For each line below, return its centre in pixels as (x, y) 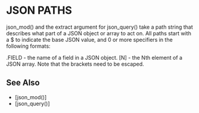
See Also (23, 83)
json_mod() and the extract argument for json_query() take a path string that (99, 27)
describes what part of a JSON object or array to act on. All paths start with (99, 33)
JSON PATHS (39, 10)
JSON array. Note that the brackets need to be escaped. (75, 64)
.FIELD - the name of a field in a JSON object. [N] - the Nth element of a (94, 57)
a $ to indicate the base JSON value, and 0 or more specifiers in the (89, 39)
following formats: (28, 46)
